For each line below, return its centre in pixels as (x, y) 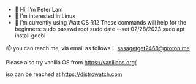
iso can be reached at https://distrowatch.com (64, 74)
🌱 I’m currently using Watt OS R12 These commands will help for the (100, 22)
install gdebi (30, 36)
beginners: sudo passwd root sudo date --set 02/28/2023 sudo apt (100, 29)
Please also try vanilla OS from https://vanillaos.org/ (71, 62)
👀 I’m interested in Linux (45, 16)
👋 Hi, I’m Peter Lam (39, 10)
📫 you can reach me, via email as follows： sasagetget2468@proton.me (98, 48)
